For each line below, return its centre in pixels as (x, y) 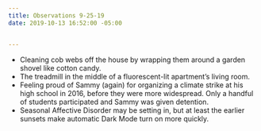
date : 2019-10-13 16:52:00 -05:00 (65, 23)
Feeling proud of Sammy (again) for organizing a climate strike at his (131, 85)
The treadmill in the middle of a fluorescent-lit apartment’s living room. (135, 76)
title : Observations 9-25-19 (56, 15)
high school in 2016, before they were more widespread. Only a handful (136, 93)
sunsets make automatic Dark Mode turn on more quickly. (114, 118)
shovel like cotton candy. (60, 67)
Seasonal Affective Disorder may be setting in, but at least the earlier (132, 110)
